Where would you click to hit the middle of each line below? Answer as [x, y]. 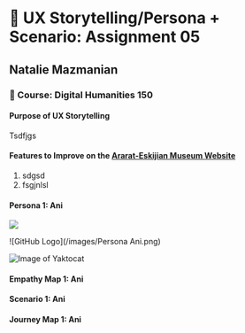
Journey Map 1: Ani [46, 319]
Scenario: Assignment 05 [105, 37]
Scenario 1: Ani [38, 299]
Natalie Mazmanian [64, 70]
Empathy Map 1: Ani [46, 279]
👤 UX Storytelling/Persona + [115, 18]
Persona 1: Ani [36, 205]
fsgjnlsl [35, 184]
